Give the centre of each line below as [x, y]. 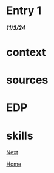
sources [27, 80]
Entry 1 [24, 11]
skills [20, 136]
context [26, 52]
